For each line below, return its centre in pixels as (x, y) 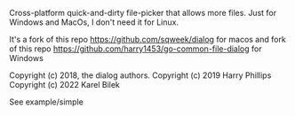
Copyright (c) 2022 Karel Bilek (64, 85)
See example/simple (47, 102)
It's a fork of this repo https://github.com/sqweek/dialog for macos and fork (147, 39)
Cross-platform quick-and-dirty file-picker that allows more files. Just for (143, 13)
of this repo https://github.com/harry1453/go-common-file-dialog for (136, 49)
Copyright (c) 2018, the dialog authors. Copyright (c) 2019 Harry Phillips (140, 75)
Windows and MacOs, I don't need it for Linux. (94, 22)
